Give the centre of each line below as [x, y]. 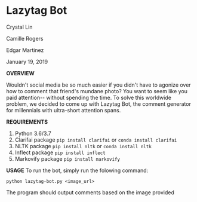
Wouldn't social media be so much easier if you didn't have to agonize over [98, 85]
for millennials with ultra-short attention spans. [64, 110]
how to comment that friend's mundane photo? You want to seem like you [97, 91]
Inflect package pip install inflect [60, 152]
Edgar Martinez [25, 50]
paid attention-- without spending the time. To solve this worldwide [89, 97]
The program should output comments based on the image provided [90, 192]
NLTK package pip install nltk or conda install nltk [83, 146]
